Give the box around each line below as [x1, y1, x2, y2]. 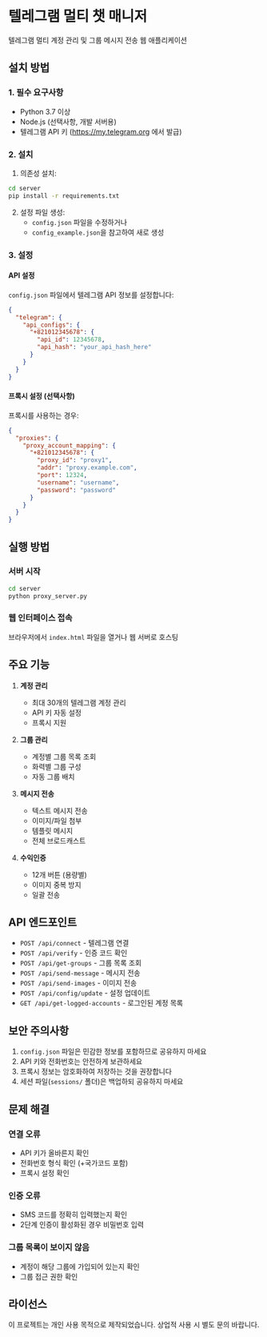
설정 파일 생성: [19, 207, 66, 217]
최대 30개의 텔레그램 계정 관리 [31, 697, 126, 707]
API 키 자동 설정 [31, 708, 82, 717]
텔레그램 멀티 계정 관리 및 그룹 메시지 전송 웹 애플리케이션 [8, 35, 188, 45]
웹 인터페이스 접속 [8, 612, 74, 624]
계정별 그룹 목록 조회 [31, 752, 97, 761]
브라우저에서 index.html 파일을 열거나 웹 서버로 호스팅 [8, 632, 178, 641]
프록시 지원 [31, 717, 66, 727]
